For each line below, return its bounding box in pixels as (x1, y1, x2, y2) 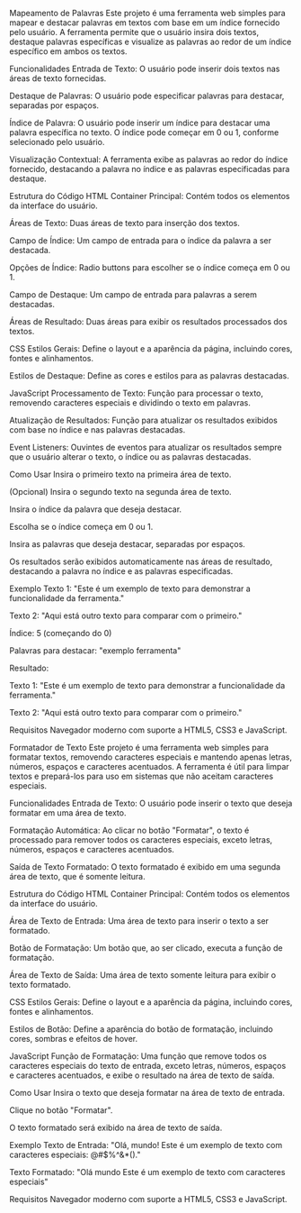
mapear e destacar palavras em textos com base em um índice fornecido (9, 17, 280, 28)
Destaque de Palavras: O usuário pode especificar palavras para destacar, (9, 90, 285, 101)
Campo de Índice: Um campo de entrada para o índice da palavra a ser (9, 235, 272, 246)
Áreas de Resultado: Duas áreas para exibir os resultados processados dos (9, 316, 288, 327)
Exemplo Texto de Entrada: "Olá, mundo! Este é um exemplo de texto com (9, 1140, 283, 1150)
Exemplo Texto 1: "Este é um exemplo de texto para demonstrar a (9, 583, 252, 594)
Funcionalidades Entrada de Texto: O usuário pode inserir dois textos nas (9, 63, 280, 74)
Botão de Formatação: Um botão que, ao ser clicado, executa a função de (9, 943, 283, 953)
